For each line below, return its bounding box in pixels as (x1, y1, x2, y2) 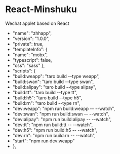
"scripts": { (12, 67, 36, 74)
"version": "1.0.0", (12, 35, 50, 42)
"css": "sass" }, (12, 62, 45, 68)
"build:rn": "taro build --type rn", (12, 100, 81, 106)
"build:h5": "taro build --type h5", (12, 95, 83, 101)
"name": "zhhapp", (12, 30, 52, 36)
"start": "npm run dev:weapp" (12, 138, 75, 144)
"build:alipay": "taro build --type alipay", (12, 84, 97, 90)
